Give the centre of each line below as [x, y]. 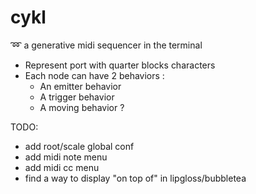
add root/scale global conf [79, 146]
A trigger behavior [77, 97]
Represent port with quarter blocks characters [120, 65]
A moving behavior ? [82, 107]
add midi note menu [66, 157]
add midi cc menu [62, 167]
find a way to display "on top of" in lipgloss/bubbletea [135, 178]
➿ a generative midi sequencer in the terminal [106, 45]
